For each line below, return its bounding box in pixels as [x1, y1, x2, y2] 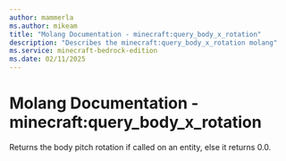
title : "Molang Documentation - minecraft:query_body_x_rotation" [9, 30, 262, 38]
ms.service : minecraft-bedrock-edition [9, 47, 158, 55]
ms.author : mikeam [9, 21, 78, 30]
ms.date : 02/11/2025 [9, 55, 87, 64]
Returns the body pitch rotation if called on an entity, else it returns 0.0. [9, 141, 272, 152]
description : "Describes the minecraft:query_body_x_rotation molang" [9, 38, 278, 47]
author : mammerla [9, 13, 74, 22]
